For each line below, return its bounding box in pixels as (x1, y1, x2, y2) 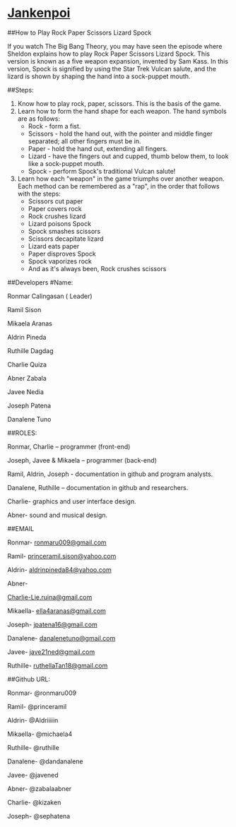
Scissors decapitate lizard (28, 234, 104, 243)
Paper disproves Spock (28, 249, 97, 258)
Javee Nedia (7, 387, 45, 396)
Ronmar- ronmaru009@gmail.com (7, 538, 107, 547)
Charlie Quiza (7, 360, 47, 369)
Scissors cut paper (28, 196, 83, 206)
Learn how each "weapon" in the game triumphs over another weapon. (17, 174, 225, 183)
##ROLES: (7, 429, 37, 437)
